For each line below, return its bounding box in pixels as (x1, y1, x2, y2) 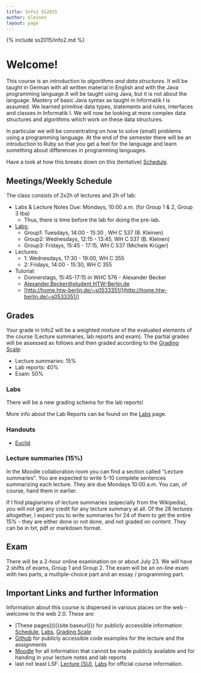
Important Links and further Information (6, 588, 159, 598)
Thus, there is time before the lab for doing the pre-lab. (23, 216, 161, 223)
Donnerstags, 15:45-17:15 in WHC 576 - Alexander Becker (23, 274, 167, 281)
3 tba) (14, 210, 30, 217)
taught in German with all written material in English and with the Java (6, 84, 179, 91)
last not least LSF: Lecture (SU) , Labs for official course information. (14, 660, 184, 668)
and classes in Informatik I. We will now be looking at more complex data (6, 110, 186, 117)
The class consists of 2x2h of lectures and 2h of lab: (6, 192, 136, 199)
